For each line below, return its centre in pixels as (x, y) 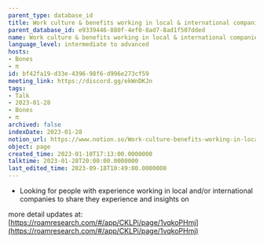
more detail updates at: (46, 214)
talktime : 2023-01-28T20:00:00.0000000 (73, 161)
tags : (17, 88)
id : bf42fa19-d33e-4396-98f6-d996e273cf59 (79, 74)
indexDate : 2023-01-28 (45, 132)
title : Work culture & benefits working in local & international (119, 23)
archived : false (35, 125)
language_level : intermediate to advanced (79, 45)
